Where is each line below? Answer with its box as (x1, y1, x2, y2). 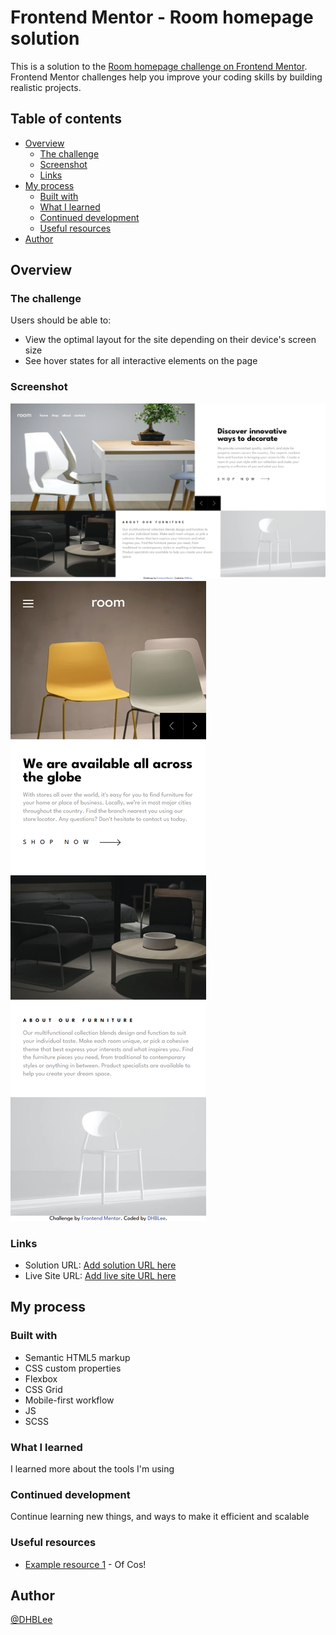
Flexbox (24, 1372, 58, 1385)
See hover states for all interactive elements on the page (24, 355, 258, 367)
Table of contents (10, 111, 122, 128)
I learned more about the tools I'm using (10, 1463, 175, 1475)
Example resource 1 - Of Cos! (24, 1558, 147, 1570)
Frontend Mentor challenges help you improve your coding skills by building (10, 71, 323, 83)
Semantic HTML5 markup (24, 1351, 131, 1363)
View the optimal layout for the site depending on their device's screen (24, 334, 317, 346)
